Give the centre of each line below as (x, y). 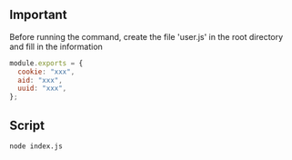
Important (38, 15)
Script (27, 125)
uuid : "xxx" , (42, 89)
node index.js (36, 146)
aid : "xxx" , (40, 80)
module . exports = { (46, 63)
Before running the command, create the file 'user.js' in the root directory (146, 36)
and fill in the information (56, 46)
